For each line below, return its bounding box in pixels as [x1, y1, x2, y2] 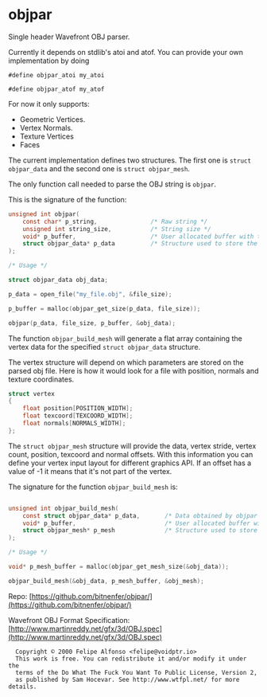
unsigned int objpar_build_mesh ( [8, 504, 119, 512]
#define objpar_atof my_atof [8, 85, 105, 93]
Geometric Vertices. [19, 114, 86, 124]
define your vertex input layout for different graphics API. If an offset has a [8, 458, 252, 468]
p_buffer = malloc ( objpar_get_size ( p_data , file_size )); [8, 304, 201, 312]
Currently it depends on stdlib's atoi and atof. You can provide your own [8, 47, 244, 57]
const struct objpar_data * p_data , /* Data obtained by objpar [22, 511, 258, 519]
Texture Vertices [19, 131, 74, 141]
